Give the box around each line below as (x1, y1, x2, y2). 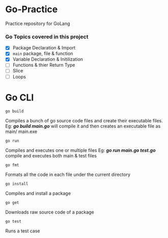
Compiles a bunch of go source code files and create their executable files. (5, 117, 163, 123)
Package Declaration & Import (12, 45, 76, 51)
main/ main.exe (5, 128, 37, 135)
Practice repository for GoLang (5, 20, 70, 27)
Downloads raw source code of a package (5, 209, 94, 215)
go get (5, 200, 19, 205)
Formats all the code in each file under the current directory (5, 171, 131, 177)
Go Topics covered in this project (5, 33, 89, 40)
